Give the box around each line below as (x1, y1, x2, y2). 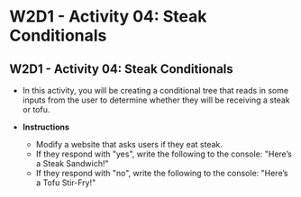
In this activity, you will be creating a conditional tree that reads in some (22, 85, 289, 95)
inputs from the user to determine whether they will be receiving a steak (22, 94, 290, 105)
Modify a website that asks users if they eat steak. (35, 139, 223, 149)
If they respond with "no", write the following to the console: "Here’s (35, 168, 288, 178)
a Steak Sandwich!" (35, 158, 109, 168)
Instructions (22, 121, 70, 132)
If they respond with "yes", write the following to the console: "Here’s (35, 148, 293, 159)
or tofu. (22, 104, 50, 114)
